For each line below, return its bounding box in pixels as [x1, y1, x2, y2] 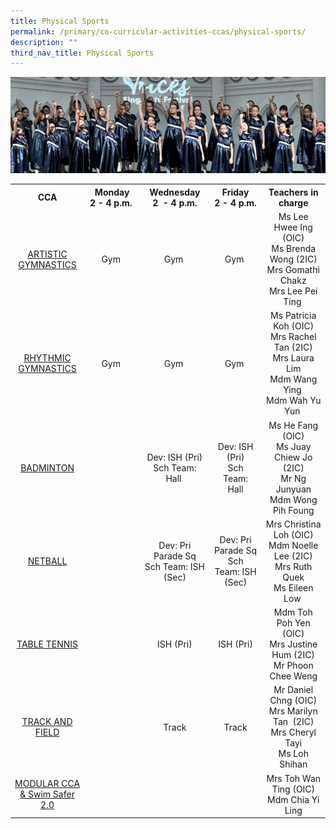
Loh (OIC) [273, 528, 314, 540]
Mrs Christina [265, 518, 322, 530]
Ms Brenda [271, 243, 317, 255]
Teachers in [268, 186, 319, 198]
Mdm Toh [273, 606, 313, 619]
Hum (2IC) [271, 649, 316, 661]
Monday [94, 186, 130, 198]
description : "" [10, 37, 78, 47]
